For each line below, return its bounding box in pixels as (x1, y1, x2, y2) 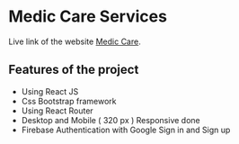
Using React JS (21, 85, 79, 96)
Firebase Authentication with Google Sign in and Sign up (21, 124, 231, 135)
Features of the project (8, 62, 139, 77)
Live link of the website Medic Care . (8, 36, 141, 47)
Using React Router (21, 105, 93, 116)
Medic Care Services (8, 6, 168, 27)
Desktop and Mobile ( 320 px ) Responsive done (21, 114, 200, 125)
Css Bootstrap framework (21, 95, 118, 106)
